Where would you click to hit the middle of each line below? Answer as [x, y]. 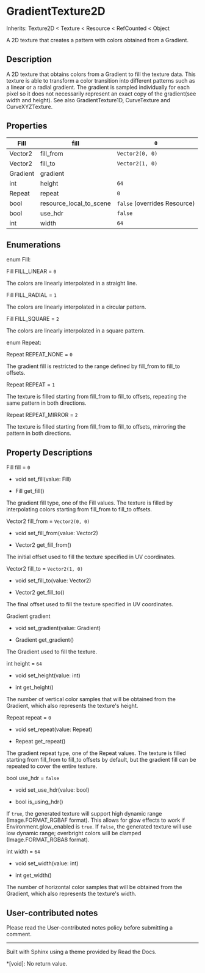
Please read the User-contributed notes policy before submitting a [89, 928]
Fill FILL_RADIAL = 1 [31, 295]
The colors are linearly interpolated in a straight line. [72, 284]
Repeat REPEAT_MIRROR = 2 [42, 415]
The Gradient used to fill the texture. [52, 652]
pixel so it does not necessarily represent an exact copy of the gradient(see [101, 94]
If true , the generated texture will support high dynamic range [84, 814]
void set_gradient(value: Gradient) [58, 628]
